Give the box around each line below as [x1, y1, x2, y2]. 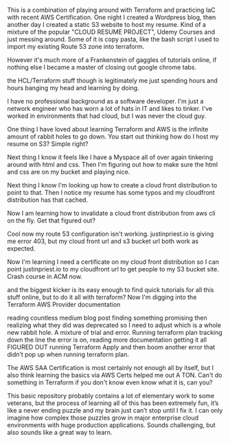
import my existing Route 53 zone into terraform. [7, 43, 145, 50]
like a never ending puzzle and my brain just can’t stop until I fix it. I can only [7, 406, 223, 414]
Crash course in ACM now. [7, 272, 82, 280]
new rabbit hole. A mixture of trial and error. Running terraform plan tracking [7, 329, 223, 336]
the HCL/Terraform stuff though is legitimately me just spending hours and [7, 76, 218, 85]
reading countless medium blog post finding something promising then [7, 313, 207, 322]
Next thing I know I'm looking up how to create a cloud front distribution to [7, 181, 218, 189]
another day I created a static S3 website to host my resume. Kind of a [7, 21, 206, 28]
